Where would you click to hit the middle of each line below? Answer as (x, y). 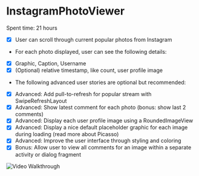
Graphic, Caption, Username (51, 64)
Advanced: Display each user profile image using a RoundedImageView (104, 121)
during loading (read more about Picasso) (67, 134)
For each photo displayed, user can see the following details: (91, 52)
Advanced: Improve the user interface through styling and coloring (98, 141)
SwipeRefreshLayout (41, 101)
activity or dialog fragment (48, 154)
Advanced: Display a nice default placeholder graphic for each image (101, 128)
